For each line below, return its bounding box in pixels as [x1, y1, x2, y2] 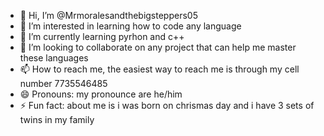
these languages [19, 52, 89, 64]
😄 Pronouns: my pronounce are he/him [19, 88, 183, 100]
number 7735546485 [19, 78, 108, 89]
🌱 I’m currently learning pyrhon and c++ [19, 31, 185, 42]
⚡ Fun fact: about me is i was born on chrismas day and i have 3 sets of [19, 100, 315, 111]
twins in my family [19, 114, 95, 125]
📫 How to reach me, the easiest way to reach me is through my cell [19, 63, 300, 75]
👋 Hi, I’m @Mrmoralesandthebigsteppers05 [19, 10, 198, 21]
